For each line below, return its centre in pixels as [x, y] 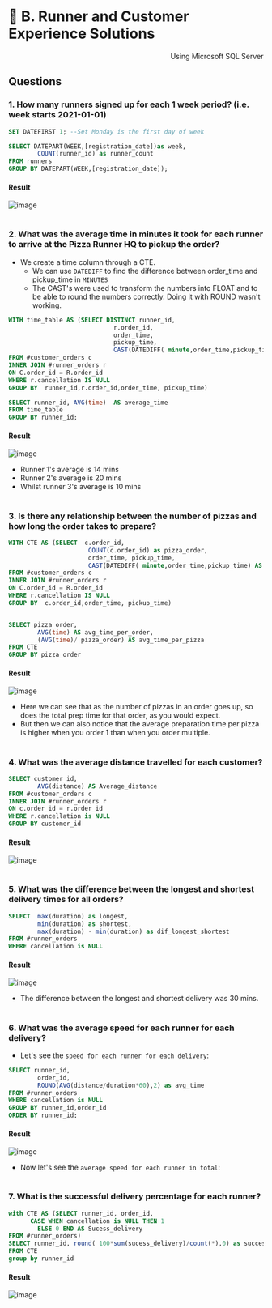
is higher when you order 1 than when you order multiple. [115, 733]
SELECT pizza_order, [43, 624]
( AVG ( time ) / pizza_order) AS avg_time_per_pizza [121, 640]
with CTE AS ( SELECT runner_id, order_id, [81, 1213]
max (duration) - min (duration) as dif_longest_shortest [134, 931]
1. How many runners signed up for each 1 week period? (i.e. [129, 104]
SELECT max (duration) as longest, [68, 916]
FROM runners [30, 161]
